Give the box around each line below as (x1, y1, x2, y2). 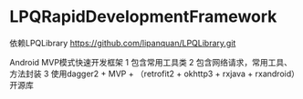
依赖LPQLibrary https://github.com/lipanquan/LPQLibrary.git (9, 37, 236, 48)
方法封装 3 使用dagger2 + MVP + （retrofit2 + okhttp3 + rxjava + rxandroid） (9, 68, 296, 79)
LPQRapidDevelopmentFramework (9, 6, 277, 27)
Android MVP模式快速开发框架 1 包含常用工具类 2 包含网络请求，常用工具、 (9, 56, 293, 67)
